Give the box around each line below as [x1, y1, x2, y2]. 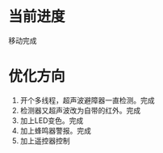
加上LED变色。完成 [19, 115, 84, 125]
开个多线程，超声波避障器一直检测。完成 [19, 95, 155, 105]
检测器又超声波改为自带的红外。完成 [19, 105, 141, 115]
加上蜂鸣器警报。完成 [19, 125, 91, 135]
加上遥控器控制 [19, 135, 70, 146]
